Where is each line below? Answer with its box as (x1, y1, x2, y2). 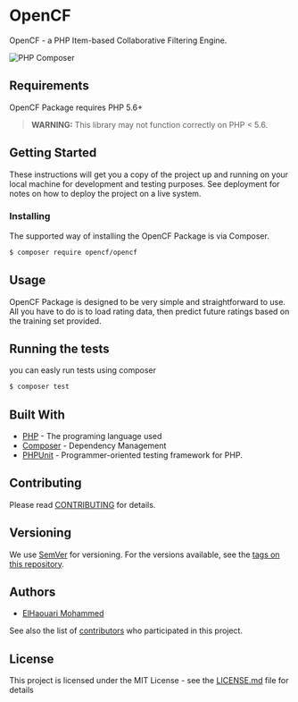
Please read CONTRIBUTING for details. (9, 499, 156, 510)
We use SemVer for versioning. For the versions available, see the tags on (9, 549, 280, 560)
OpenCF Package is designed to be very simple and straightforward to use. (9, 296, 286, 307)
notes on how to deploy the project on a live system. (9, 188, 202, 199)
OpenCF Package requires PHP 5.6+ (9, 102, 143, 113)
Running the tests (9, 341, 110, 356)
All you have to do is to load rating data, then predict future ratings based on (9, 306, 290, 317)
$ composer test (9, 382, 70, 392)
